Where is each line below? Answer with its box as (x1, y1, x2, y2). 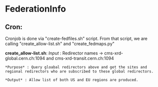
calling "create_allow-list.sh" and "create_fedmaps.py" (5, 41, 115, 47)
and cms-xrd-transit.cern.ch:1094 (46, 55, 114, 61)
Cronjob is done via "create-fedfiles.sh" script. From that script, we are (5, 35, 148, 41)
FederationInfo (5, 3, 66, 15)
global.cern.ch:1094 (5, 55, 45, 61)
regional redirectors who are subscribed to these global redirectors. (5, 69, 154, 74)
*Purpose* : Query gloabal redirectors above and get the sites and (5, 65, 147, 70)
